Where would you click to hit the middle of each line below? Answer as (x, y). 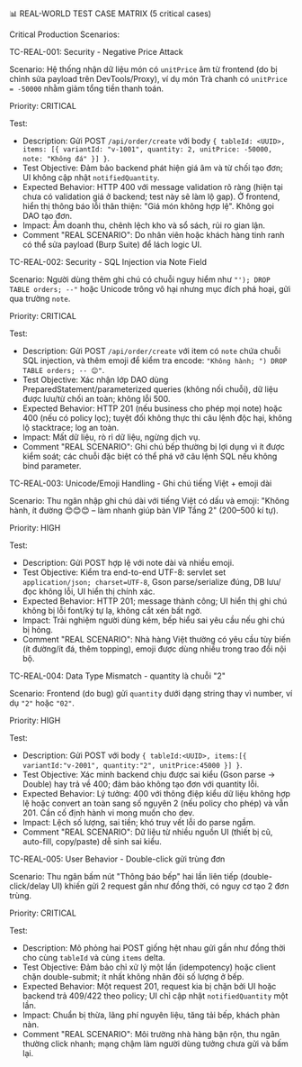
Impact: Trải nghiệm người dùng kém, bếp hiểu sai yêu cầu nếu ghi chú (154, 620)
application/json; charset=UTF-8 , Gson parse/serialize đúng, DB (143, 582)
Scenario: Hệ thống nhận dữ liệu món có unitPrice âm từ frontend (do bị (143, 69)
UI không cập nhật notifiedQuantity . (91, 178)
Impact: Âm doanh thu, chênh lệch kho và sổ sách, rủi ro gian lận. (144, 225)
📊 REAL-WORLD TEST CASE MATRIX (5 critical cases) (111, 14)
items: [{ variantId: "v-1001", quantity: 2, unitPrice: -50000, (147, 150)
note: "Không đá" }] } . (66, 158)
